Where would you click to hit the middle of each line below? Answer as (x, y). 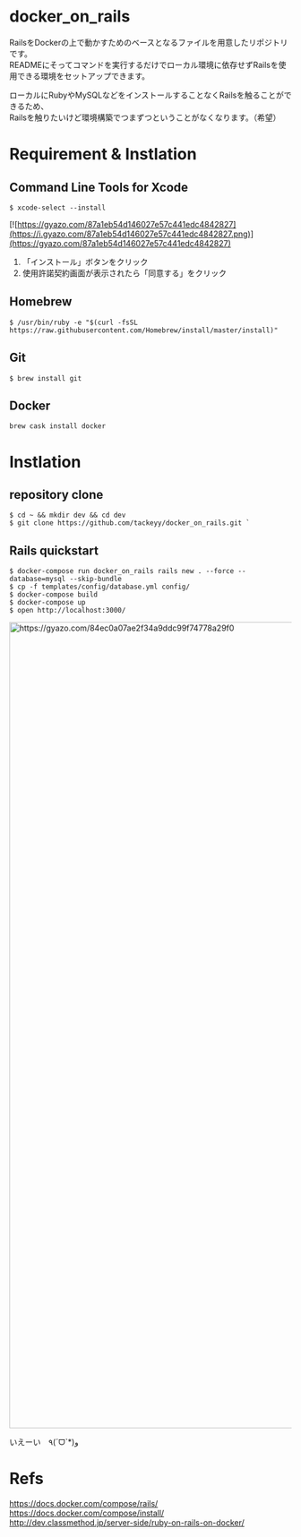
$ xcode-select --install (57, 208)
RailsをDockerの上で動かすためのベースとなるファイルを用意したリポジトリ (149, 42)
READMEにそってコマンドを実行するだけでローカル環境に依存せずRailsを (144, 64)
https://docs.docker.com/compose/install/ (87, 1513)
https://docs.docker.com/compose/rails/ (84, 1504)
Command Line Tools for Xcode (99, 187)
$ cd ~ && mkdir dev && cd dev (68, 515)
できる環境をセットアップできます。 (83, 76)
